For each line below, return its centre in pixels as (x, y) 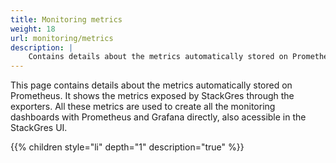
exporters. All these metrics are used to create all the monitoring (143, 107)
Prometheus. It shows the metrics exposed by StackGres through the (152, 96)
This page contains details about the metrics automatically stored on (151, 85)
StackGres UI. (39, 128)
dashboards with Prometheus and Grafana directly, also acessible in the (158, 117)
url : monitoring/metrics (62, 38)
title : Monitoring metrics (66, 19)
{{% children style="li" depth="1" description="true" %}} (127, 147)
